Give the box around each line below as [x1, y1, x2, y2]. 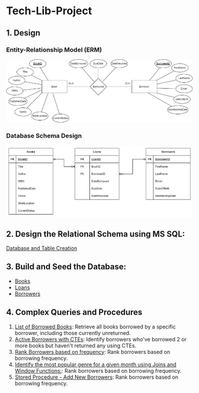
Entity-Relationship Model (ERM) [6, 46, 102, 54]
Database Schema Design [6, 132, 82, 140]
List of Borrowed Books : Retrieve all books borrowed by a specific [14, 323, 176, 330]
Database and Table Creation [6, 244, 78, 251]
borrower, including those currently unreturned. [14, 329, 131, 336]
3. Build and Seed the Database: [6, 262, 127, 272]
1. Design [6, 28, 40, 38]
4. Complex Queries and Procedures [6, 307, 143, 318]
